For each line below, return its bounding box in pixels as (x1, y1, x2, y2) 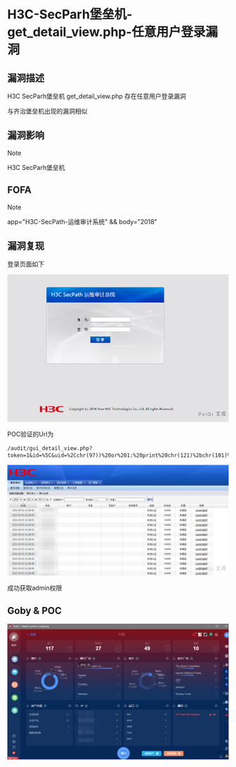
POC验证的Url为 (7, 430, 54, 438)
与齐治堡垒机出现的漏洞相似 (7, 107, 88, 115)
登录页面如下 (7, 260, 44, 269)
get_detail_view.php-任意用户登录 (7, 24, 206, 40)
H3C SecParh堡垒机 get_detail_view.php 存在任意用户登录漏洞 (7, 92, 186, 100)
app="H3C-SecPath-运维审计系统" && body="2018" (7, 217, 158, 226)
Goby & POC (7, 604, 62, 617)
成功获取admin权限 (7, 584, 63, 592)
